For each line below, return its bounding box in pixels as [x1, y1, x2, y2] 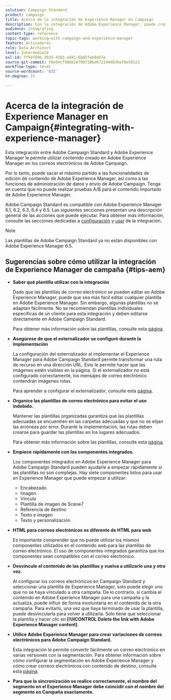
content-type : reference [5, 31, 58, 36]
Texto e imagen [20, 512, 53, 518]
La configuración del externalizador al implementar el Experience [12, 351, 150, 357]
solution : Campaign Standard [5, 7, 67, 13]
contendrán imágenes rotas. [12, 377, 72, 384]
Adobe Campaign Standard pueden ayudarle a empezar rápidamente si [12, 464, 162, 470]
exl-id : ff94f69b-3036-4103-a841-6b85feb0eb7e [5, 54, 106, 60]
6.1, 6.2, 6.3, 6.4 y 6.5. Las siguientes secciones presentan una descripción [5, 207, 162, 213]
